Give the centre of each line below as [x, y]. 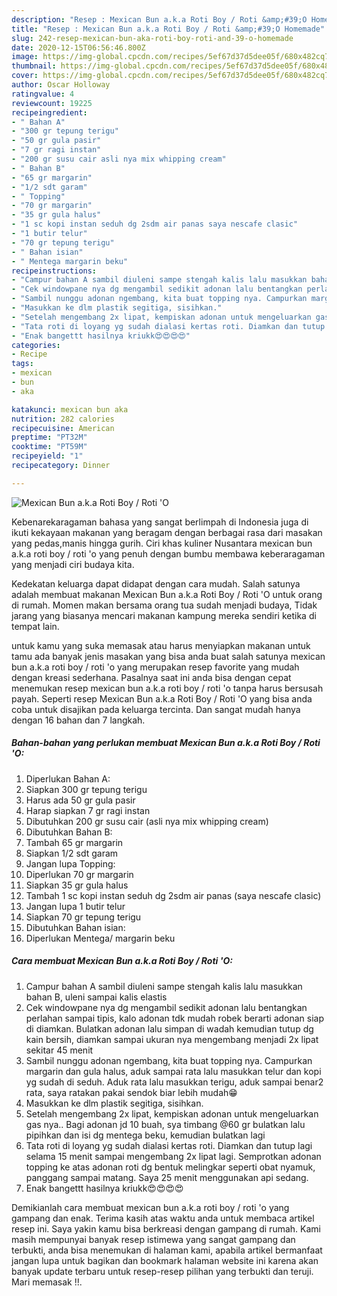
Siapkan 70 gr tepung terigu [83, 917]
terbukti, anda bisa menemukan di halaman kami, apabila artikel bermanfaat [167, 1250]
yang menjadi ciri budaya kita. [73, 564]
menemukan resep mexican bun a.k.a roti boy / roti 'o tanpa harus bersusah [167, 688]
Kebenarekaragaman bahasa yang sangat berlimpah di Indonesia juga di [160, 522]
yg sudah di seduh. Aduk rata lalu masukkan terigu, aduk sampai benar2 [174, 1082]
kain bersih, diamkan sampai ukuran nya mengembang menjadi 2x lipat [172, 1039]
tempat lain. [35, 626]
